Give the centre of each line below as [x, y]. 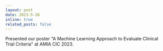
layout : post [19, 10]
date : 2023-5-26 [22, 15]
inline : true [19, 19]
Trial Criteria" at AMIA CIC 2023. [40, 44]
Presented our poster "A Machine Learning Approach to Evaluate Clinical [82, 39]
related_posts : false [28, 24]
